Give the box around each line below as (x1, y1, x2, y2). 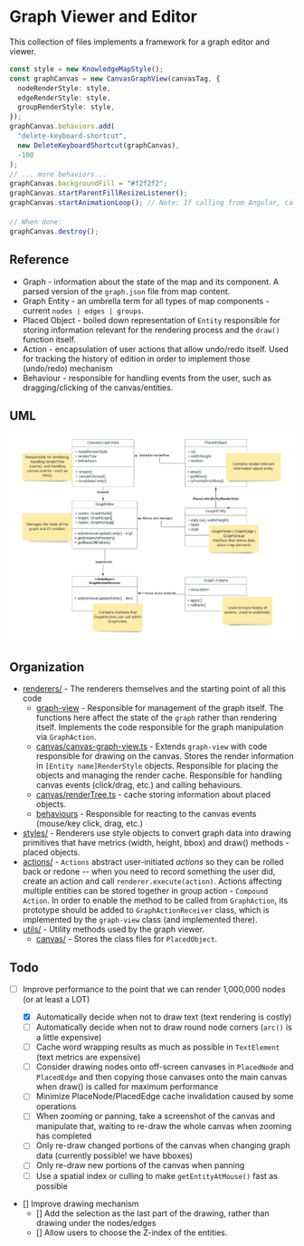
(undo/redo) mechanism (22, 362, 113, 373)
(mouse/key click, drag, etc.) (35, 818, 143, 829)
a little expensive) (35, 1032, 102, 1043)
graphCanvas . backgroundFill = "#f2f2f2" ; (9, 179, 168, 188)
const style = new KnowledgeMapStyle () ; (9, 64, 165, 73)
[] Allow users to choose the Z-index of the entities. (35, 1227, 228, 1238)
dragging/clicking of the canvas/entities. (22, 382, 174, 393)
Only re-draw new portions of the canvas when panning (35, 1160, 245, 1171)
